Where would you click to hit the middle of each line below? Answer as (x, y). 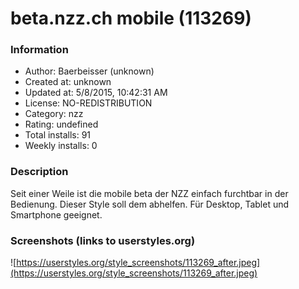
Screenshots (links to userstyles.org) (103, 240)
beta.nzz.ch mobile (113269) (131, 18)
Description (39, 172)
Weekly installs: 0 (61, 146)
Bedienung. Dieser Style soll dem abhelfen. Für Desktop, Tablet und (150, 204)
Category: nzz (54, 114)
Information (39, 50)
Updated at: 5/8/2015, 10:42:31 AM (96, 93)
